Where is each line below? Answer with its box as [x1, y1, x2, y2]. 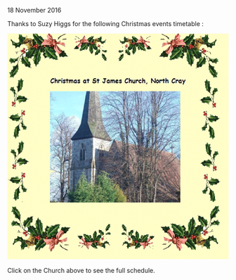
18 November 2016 [7, 6, 62, 14]
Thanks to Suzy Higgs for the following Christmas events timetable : [7, 20, 204, 27]
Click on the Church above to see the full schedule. [7, 267, 156, 275]
